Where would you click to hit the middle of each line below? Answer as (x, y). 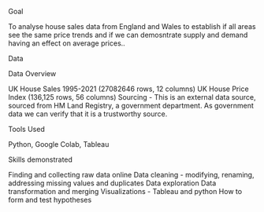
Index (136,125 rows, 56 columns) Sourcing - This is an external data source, (132, 97)
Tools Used (26, 129)
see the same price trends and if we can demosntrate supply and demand (128, 35)
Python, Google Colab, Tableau (59, 144)
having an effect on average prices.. (67, 43)
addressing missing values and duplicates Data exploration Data (112, 183)
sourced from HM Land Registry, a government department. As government (131, 106)
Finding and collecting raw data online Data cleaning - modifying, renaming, (131, 175)
